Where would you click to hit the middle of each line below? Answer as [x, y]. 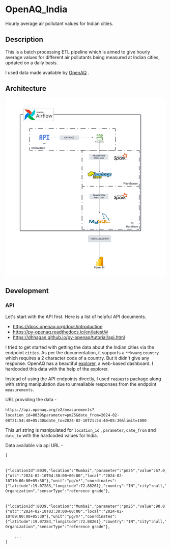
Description [24, 40]
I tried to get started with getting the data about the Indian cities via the [80, 347]
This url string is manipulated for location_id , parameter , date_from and [81, 430]
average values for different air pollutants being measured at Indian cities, [83, 57]
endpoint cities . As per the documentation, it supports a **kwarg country [82, 352]
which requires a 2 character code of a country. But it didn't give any [77, 358]
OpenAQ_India [36, 9]
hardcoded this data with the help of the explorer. [57, 369]
